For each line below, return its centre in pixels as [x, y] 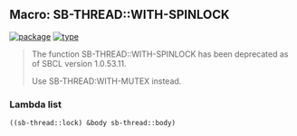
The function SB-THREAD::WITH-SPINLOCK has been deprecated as [160, 54]
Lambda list [35, 104]
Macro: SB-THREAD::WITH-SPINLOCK [120, 15]
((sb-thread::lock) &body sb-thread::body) [93, 123]
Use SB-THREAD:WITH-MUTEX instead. [106, 81]
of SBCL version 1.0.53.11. [79, 63]
